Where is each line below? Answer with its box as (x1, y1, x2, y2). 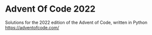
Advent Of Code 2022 (5, 3, 96, 15)
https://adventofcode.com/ (5, 24, 60, 30)
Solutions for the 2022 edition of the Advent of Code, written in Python (5, 19, 148, 25)
